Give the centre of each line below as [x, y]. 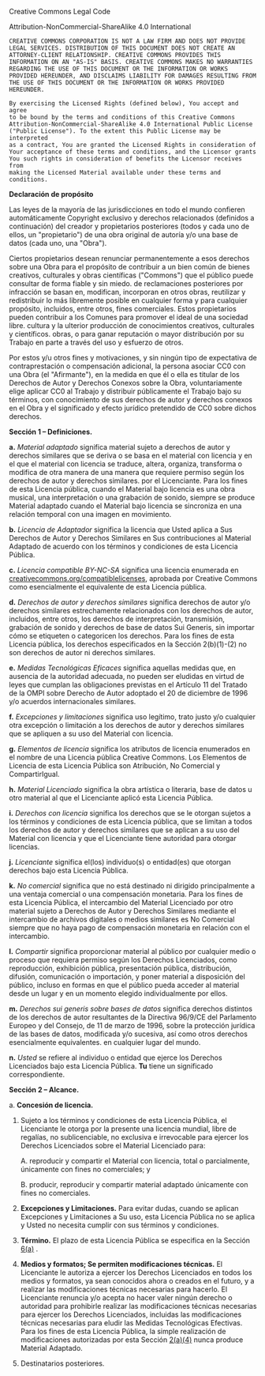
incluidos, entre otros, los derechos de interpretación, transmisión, [117, 619]
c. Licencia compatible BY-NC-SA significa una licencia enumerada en [124, 570]
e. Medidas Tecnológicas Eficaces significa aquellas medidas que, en [122, 668]
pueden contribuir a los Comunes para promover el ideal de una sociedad [129, 317]
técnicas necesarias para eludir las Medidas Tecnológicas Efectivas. [131, 1323]
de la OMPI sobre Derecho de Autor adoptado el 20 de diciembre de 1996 [129, 693]
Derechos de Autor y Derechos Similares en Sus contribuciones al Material [130, 538]
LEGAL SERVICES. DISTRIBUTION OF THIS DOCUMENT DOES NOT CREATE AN [122, 48]
